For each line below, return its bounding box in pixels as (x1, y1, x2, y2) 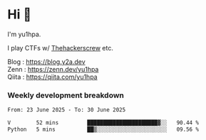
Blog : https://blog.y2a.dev (7, 57, 86, 66)
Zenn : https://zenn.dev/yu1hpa (7, 65, 99, 73)
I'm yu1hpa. (7, 30, 41, 38)
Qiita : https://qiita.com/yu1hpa (7, 72, 98, 81)
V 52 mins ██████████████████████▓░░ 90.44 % (7, 119, 200, 126)
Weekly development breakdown (7, 90, 125, 100)
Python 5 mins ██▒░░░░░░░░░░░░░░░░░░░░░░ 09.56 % (7, 126, 200, 133)
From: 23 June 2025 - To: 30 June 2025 (7, 107, 126, 114)
